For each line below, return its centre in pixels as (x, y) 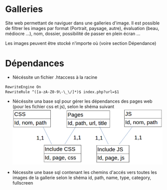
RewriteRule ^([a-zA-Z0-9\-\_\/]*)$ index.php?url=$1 (62, 92)
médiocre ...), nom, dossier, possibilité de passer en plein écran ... (73, 33)
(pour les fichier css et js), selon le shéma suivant (63, 106)
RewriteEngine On (23, 87)
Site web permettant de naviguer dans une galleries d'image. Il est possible (83, 23)
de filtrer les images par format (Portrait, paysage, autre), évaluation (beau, (82, 28)
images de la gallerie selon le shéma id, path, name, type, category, (82, 178)
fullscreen (23, 183)
